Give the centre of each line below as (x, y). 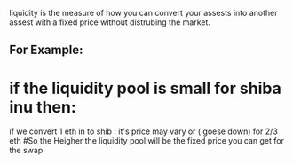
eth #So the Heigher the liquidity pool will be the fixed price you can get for (146, 141)
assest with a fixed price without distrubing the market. (110, 22)
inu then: (43, 107)
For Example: (46, 50)
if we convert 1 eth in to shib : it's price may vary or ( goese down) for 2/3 (143, 131)
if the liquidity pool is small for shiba (145, 88)
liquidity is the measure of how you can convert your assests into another (143, 13)
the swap (26, 151)
